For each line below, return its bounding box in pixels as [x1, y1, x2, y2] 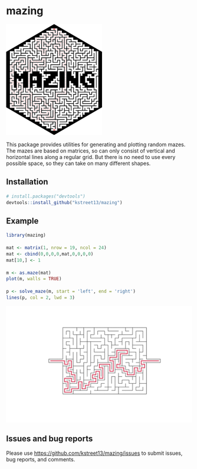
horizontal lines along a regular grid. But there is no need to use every [6, 153, 176, 160]
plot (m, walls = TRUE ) [6, 276, 62, 282]
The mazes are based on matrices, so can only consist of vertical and [6, 147, 175, 154]
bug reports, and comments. [6, 455, 75, 462]
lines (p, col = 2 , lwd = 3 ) [6, 295, 75, 301]
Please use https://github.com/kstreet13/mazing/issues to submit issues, [6, 449, 183, 457]
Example [6, 216, 39, 226]
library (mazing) [6, 232, 46, 238]
